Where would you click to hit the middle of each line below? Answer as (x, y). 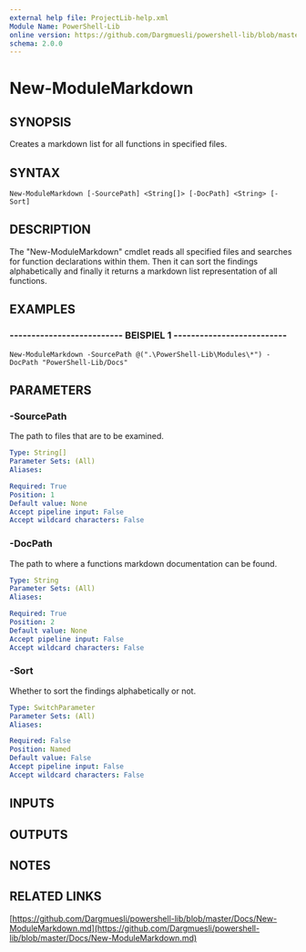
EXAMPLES (42, 310)
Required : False (40, 741)
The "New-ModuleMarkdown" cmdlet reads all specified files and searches (151, 251)
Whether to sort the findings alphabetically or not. (103, 691)
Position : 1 (32, 495)
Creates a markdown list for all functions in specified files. (118, 144)
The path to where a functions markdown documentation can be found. (143, 563)
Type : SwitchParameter (52, 707)
